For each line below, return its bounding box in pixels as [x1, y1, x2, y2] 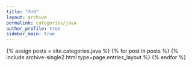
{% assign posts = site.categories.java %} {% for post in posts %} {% [6, 47, 179, 54]
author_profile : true [6, 25, 61, 32]
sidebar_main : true [6, 31, 55, 37]
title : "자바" [6, 8, 39, 15]
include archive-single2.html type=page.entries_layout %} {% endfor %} [6, 54, 187, 61]
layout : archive [6, 14, 47, 20]
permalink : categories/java [6, 20, 77, 26]
